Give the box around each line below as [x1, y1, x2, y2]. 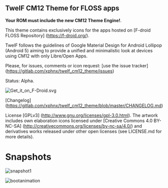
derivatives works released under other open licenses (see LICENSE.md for [5, 128, 162, 134]
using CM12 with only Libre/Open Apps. [5, 53, 88, 59]
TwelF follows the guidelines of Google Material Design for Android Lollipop [5, 42, 162, 48]
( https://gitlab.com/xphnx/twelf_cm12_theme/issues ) [5, 68, 115, 74]
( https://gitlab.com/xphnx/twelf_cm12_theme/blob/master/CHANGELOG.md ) [5, 103, 163, 109]
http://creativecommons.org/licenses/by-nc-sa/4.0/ [24, 123, 132, 129]
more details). [5, 133, 34, 140]
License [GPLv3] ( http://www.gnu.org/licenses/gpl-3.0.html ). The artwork [5, 112, 158, 118]
